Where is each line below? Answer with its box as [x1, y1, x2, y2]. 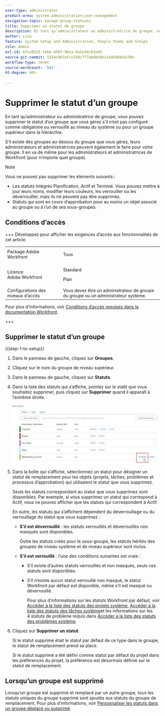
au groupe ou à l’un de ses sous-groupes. [12, 204, 97, 210]
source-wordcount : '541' [5, 65, 56, 70]
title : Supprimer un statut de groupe [5, 24, 84, 29]
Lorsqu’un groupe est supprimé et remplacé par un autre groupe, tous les [5, 690, 154, 696]
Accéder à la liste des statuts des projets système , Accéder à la [27, 602, 156, 608]
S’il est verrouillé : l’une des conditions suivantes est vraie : [19, 553, 141, 559]
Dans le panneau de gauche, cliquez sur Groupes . [12, 355, 114, 361]
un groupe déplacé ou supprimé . [5, 706, 71, 712]
